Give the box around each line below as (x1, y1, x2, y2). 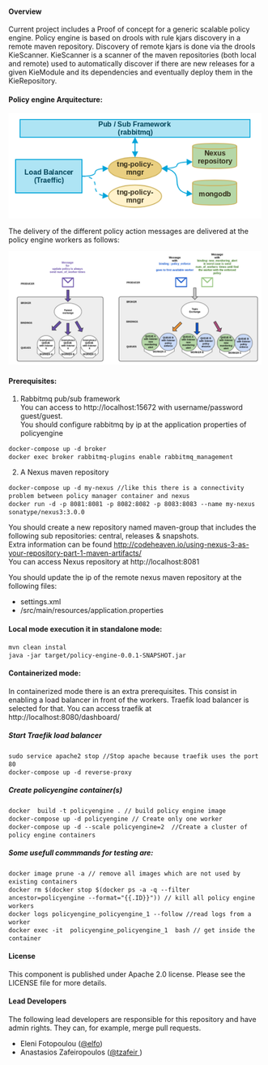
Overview (8, 6, 42, 16)
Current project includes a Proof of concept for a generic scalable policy (8, 24, 250, 34)
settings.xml (19, 597, 62, 607)
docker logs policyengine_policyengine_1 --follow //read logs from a (8, 910, 252, 918)
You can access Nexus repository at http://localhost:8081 (8, 557, 200, 567)
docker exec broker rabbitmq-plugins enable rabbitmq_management (8, 454, 233, 462)
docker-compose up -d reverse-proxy (8, 768, 132, 777)
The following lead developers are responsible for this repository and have (8, 1015, 257, 1025)
